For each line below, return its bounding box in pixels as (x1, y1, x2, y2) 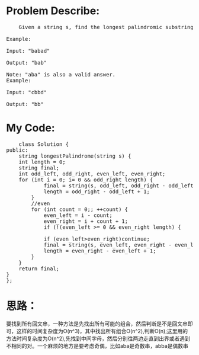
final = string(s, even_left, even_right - (43, 241, 172, 248)
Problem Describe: (6, 4, 99, 18)
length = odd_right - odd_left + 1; (43, 188, 150, 195)
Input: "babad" (6, 47, 50, 54)
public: (6, 146, 28, 153)
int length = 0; (18, 158, 66, 165)
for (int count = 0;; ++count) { (31, 206, 129, 213)
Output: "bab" (6, 59, 47, 66)
